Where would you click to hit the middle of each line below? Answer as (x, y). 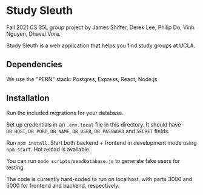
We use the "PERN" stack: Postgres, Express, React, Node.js (82, 79)
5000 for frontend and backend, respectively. (63, 185)
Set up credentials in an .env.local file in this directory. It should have (94, 124)
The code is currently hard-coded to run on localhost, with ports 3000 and (99, 179)
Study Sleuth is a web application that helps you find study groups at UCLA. (101, 45)
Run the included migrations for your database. (65, 113)
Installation (28, 98)
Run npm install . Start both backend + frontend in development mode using (101, 142)
